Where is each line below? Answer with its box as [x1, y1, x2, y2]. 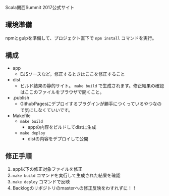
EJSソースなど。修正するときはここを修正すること [20, 71, 125, 77]
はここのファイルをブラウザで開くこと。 [20, 89, 104, 95]
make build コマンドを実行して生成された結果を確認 [12, 172, 121, 178]
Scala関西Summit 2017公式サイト [5, 5, 75, 10]
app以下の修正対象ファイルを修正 [12, 166, 83, 172]
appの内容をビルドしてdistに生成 [27, 124, 96, 130]
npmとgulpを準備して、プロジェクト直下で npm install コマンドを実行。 [5, 35, 157, 41]
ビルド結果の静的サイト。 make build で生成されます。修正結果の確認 [20, 82, 164, 88]
